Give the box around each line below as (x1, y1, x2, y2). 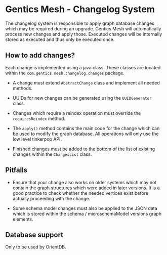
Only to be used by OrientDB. (5, 244, 66, 250)
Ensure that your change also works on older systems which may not (12, 179, 157, 185)
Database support (5, 230, 64, 239)
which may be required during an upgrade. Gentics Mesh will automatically (5, 25, 161, 31)
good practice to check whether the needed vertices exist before (12, 190, 148, 196)
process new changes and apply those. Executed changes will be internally (5, 31, 162, 37)
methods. (12, 85, 33, 91)
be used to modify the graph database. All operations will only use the (12, 131, 159, 137)
